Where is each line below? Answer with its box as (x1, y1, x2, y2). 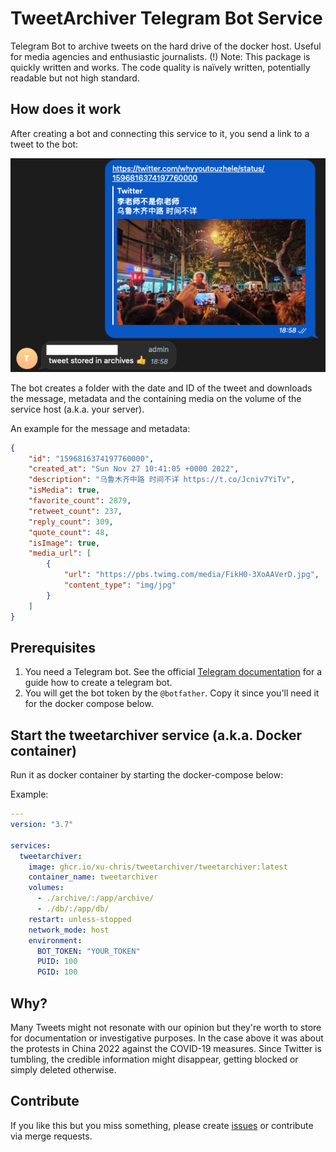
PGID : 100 (36, 967, 78, 977)
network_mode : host (28, 925, 110, 935)
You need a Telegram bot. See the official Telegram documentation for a (24, 666, 323, 678)
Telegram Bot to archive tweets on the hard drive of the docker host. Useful (10, 40, 322, 52)
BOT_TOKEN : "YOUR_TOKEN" (36, 946, 141, 956)
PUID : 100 (36, 957, 78, 967)
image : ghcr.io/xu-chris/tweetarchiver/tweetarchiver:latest (28, 862, 288, 872)
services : (10, 840, 52, 851)
